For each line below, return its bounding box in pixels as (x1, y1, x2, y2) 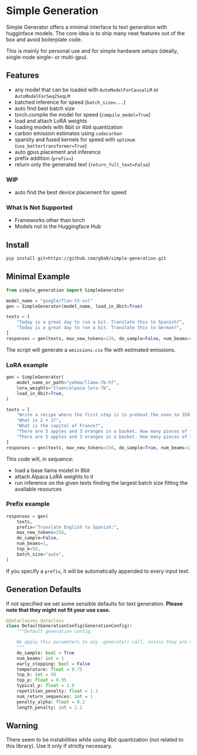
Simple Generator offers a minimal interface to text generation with (6, 23, 167, 30)
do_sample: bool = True (16, 649, 75, 656)
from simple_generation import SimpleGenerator (6, 287, 125, 293)
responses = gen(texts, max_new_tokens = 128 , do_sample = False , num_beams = (6, 335, 191, 341)
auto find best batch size (14, 104, 75, 112)
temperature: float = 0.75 (16, 666, 83, 672)
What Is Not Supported (6, 203, 73, 212)
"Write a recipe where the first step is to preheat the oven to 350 (16, 412, 191, 418)
